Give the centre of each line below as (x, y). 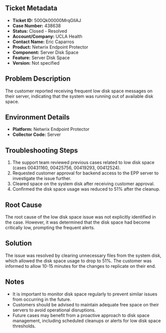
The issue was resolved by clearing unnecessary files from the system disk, (83, 255)
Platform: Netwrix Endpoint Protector (51, 129)
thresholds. (24, 326)
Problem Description (38, 79)
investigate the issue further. (42, 179)
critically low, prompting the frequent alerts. (50, 228)
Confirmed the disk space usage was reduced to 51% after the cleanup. (86, 189)
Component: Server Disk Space (45, 52)
